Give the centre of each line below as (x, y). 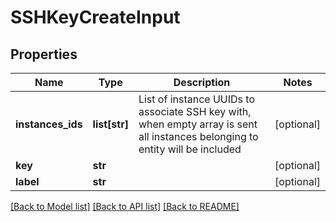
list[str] (110, 124)
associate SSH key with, (195, 111)
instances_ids (49, 124)
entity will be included (190, 149)
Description (202, 82)
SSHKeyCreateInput (95, 17)
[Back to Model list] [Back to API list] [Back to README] (125, 206)
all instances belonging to (198, 136)
